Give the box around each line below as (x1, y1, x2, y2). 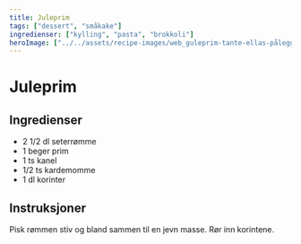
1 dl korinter (21, 174, 66, 185)
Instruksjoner (9, 200, 87, 215)
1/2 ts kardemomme (21, 165, 96, 176)
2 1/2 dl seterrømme (21, 136, 97, 147)
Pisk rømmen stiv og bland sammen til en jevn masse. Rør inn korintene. (9, 224, 275, 235)
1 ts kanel (21, 155, 57, 166)
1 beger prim (21, 145, 69, 157)
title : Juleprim (9, 13, 70, 22)
